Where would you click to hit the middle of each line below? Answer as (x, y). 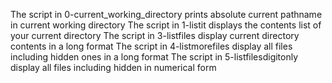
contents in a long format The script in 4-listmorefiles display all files (151, 46)
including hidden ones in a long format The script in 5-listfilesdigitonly (154, 57)
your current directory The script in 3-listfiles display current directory (155, 35)
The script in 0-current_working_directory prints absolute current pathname (166, 14)
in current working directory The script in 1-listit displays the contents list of (166, 25)
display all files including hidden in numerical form (113, 67)
